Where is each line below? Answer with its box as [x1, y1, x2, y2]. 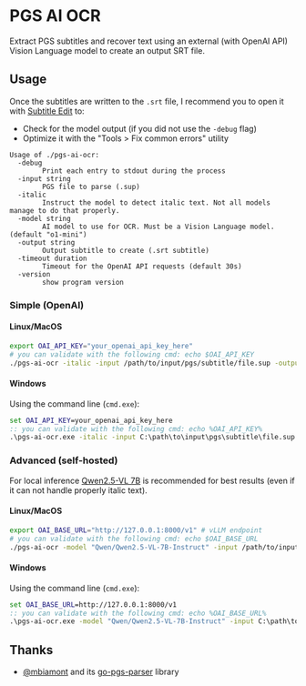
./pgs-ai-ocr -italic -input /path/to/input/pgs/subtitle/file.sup [9, 358, 271, 368]
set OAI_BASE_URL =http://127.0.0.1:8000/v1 [9, 600, 178, 610]
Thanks [9, 642, 54, 658]
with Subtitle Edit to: [9, 106, 85, 116]
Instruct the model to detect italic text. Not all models [42, 197, 271, 207]
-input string [17, 174, 71, 183]
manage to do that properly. [9, 206, 120, 215]
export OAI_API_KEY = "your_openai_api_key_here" [9, 341, 194, 350]
